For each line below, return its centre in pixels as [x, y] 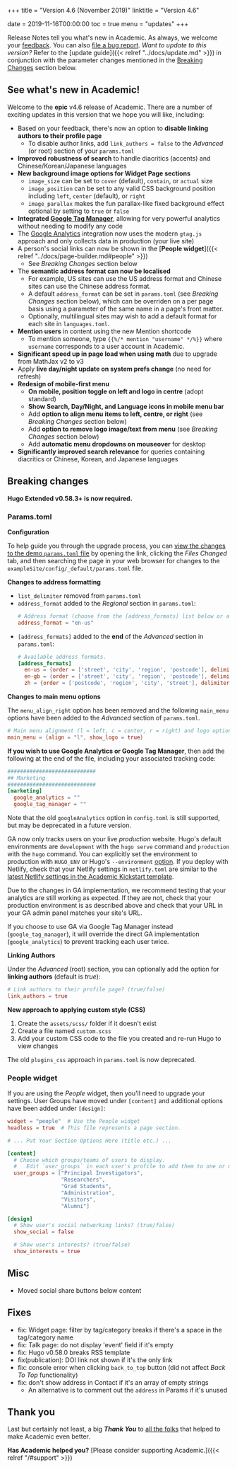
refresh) [29, 376]
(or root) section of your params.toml [81, 151]
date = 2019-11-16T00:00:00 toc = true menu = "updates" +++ [98, 24]
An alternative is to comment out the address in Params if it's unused [128, 1390]
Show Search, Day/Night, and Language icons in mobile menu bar [126, 406]
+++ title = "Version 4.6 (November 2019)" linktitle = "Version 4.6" [103, 10]
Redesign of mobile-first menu [63, 384]
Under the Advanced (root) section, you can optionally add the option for [114, 969]
